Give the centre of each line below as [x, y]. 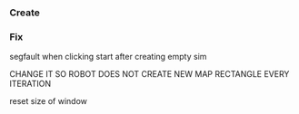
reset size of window [49, 101]
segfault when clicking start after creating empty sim [108, 57]
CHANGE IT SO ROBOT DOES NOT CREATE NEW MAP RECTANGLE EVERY [149, 74]
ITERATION [30, 84]
